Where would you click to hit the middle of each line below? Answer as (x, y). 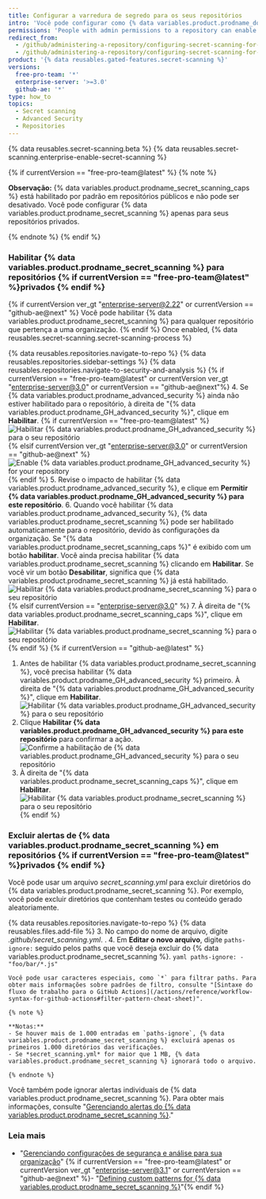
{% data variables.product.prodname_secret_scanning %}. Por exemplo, (126, 891)
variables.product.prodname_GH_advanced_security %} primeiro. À (130, 680)
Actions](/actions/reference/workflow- (187, 992)
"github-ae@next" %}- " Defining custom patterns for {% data (120, 1178)
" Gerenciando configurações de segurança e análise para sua (121, 1153)
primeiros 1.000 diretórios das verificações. (86, 1048)
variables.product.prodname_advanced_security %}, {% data (108, 514)
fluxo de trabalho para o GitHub (63, 992)
